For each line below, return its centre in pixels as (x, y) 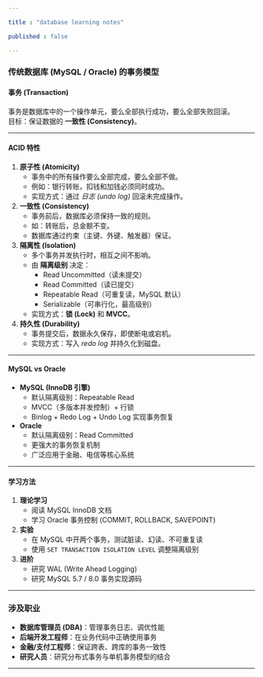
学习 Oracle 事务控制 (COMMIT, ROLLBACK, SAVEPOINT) (123, 520)
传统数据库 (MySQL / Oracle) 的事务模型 (84, 72)
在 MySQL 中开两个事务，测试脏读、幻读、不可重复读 (117, 540)
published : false (38, 36)
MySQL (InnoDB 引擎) (55, 388)
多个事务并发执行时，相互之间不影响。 (93, 255)
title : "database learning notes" (66, 22)
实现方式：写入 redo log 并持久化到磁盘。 (98, 343)
